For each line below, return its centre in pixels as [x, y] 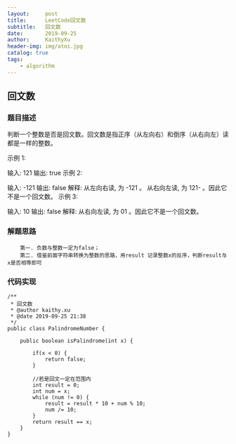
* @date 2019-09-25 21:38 [48, 316]
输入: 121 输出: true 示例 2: [45, 173]
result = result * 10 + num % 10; [95, 403]
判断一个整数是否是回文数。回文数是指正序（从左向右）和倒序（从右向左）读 [118, 135]
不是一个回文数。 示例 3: [43, 196]
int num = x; [52, 391]
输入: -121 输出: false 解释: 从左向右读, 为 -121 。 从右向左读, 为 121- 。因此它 [117, 188]
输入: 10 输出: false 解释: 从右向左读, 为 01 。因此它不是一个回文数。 [105, 212]
